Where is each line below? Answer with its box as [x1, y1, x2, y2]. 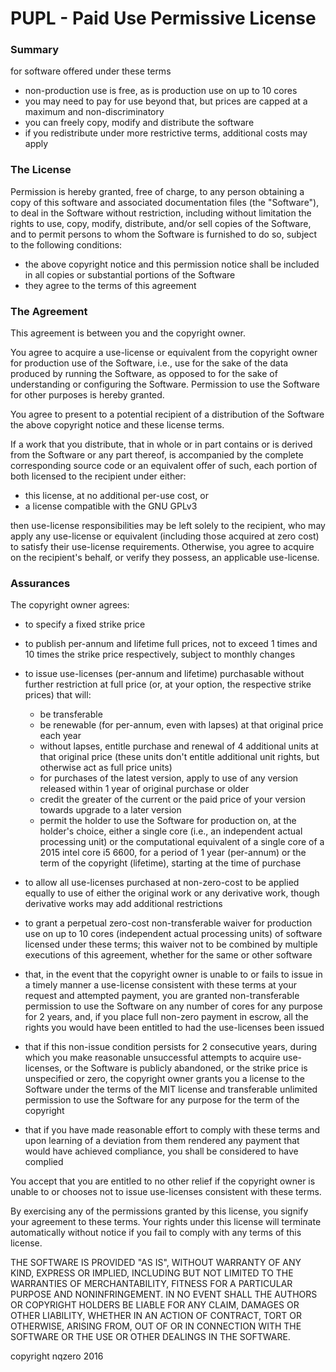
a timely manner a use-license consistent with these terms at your [24, 979, 298, 991]
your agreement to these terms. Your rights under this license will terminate [10, 1216, 322, 1228]
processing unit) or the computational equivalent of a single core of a [39, 836, 325, 848]
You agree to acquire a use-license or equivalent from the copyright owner [10, 347, 318, 359]
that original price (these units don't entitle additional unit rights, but [39, 751, 320, 763]
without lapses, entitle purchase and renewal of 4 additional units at [39, 740, 319, 752]
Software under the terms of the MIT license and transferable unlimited [24, 1083, 318, 1096]
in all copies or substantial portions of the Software [24, 268, 236, 281]
